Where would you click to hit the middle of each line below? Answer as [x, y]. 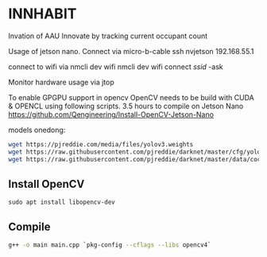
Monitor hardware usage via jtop [62, 82]
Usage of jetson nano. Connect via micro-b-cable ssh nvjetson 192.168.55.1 [131, 51]
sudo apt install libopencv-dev [62, 202]
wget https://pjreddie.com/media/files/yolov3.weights [101, 144]
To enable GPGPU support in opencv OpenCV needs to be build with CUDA [131, 97]
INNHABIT [43, 14]
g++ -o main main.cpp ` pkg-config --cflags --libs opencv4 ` [110, 245]
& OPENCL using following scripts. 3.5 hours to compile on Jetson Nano [126, 106]
